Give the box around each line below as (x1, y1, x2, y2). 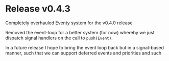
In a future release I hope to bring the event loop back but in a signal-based (5, 44, 164, 50)
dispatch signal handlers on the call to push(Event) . (5, 35, 113, 41)
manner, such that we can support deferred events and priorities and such (5, 50, 162, 56)
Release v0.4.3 (5, 3, 70, 15)
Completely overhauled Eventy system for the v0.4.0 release (5, 20, 133, 26)
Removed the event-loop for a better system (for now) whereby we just (5, 29, 155, 35)
